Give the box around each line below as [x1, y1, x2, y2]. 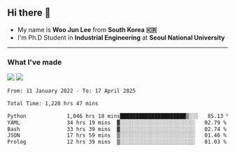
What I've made [7, 57, 62, 67]
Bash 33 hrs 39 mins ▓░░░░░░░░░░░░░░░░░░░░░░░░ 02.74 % [7, 126, 227, 132]
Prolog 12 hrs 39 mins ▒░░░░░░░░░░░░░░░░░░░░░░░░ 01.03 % [7, 139, 227, 146]
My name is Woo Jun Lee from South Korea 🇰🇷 [17, 25, 157, 33]
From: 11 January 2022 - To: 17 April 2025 [7, 88, 136, 95]
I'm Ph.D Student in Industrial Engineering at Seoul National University [17, 33, 225, 42]
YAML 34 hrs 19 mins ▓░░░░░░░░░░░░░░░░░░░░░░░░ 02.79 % [7, 119, 227, 126]
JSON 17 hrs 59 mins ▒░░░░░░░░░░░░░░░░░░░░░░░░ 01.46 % [7, 132, 227, 139]
